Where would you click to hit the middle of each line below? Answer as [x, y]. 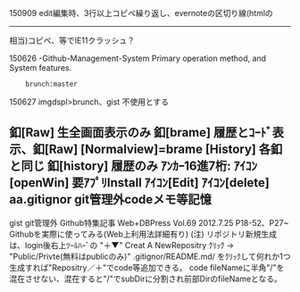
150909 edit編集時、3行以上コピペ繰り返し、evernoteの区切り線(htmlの [142, 13]
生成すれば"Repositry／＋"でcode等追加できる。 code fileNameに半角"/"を [147, 267]
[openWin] [39, 183]
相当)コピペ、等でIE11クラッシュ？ [72, 40]
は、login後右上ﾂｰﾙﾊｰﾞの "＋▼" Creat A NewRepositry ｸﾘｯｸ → [122, 245]
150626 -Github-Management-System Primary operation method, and [137, 58]
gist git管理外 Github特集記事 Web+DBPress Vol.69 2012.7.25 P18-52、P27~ [149, 222]
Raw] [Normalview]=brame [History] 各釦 [166, 150]
